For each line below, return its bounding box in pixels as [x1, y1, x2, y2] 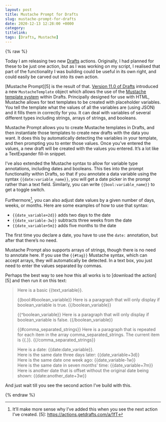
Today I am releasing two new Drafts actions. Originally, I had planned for [5, 58, 154, 64]
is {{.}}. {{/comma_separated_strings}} [17, 337, 96, 343]
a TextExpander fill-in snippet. [5, 150, 67, 156]
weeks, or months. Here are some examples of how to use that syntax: [5, 202, 149, 208]
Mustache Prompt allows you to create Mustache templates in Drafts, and [5, 124, 155, 130]
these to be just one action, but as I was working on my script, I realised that [5, 63, 161, 69]
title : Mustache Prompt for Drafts [5, 12, 79, 17]
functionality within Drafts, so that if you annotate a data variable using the [5, 171, 157, 177]
